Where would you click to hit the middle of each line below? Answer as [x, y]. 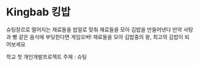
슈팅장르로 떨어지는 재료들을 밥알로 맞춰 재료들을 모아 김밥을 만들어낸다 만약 [94, 29]
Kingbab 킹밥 [39, 12]
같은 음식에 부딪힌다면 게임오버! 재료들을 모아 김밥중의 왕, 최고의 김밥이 [101, 37]
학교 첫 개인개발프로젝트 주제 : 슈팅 [47, 57]
